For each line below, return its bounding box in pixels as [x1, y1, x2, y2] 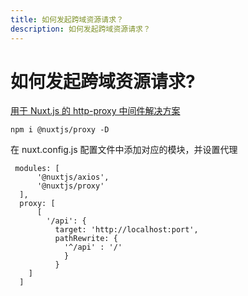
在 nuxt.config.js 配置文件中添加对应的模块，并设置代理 [10, 144, 238, 156]
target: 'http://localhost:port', [54, 225, 199, 235]
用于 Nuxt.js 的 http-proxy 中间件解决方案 [10, 105, 181, 117]
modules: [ [14, 164, 60, 174]
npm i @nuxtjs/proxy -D [10, 125, 110, 135]
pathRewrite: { [54, 234, 118, 244]
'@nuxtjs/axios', [36, 172, 110, 183]
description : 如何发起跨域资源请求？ [10, 24, 151, 34]
